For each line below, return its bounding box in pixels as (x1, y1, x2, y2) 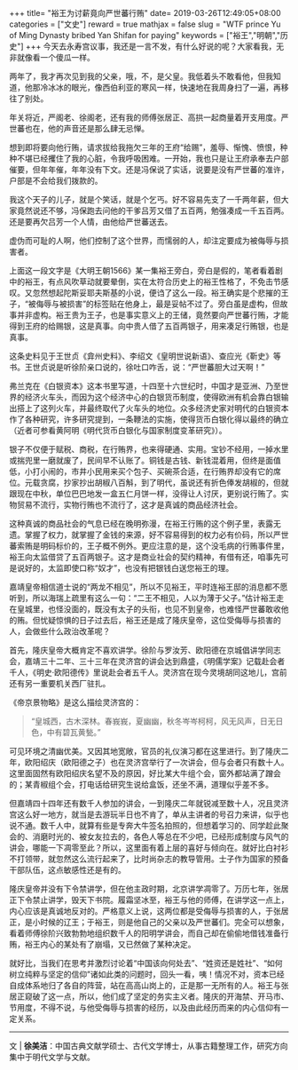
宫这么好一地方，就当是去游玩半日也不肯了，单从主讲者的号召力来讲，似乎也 (9, 809, 289, 820)
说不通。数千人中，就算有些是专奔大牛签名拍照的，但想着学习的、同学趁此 (9, 820, 281, 830)
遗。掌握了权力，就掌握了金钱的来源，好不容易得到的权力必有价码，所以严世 (9, 529, 289, 540)
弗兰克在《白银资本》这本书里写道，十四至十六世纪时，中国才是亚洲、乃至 (9, 381, 281, 391)
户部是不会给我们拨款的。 (9, 176, 103, 186)
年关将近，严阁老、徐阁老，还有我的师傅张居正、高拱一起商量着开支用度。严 (9, 112, 289, 123)
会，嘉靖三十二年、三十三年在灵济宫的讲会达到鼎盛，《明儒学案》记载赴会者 (9, 656, 286, 666)
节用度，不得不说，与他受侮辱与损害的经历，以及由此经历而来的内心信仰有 (9, 1003, 281, 1012)
